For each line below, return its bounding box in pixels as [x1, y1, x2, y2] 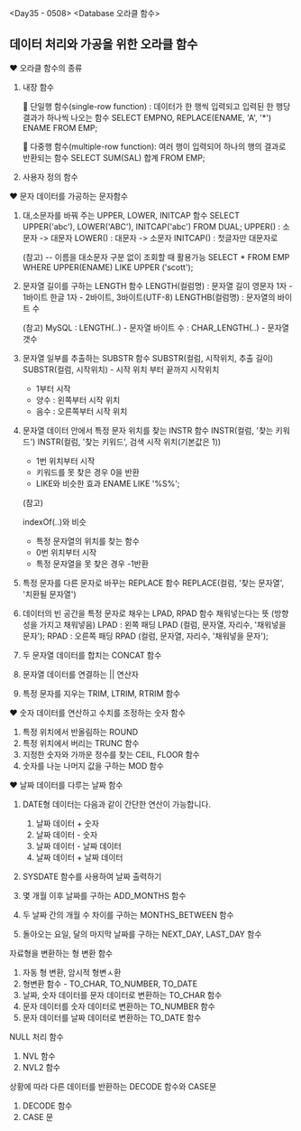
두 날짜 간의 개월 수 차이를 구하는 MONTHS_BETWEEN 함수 [22, 909, 234, 920]
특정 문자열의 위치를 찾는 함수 [35, 536, 140, 547]
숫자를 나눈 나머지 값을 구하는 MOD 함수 [22, 760, 165, 771]
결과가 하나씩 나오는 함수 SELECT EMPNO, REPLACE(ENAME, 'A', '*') [22, 112, 272, 123]
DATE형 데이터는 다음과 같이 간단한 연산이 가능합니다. [22, 799, 212, 809]
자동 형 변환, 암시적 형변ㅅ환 [22, 967, 122, 977]
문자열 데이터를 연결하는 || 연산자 [22, 668, 140, 679]
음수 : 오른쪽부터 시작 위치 [35, 406, 128, 416]
